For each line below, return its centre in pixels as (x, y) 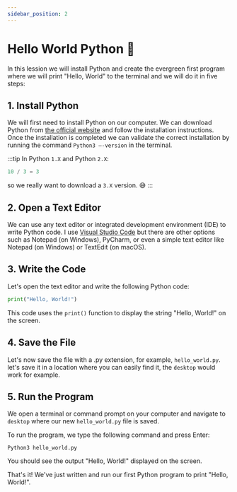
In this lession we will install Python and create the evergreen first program (116, 69)
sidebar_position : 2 (38, 14)
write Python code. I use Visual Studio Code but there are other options (111, 232)
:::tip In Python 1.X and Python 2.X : (58, 159)
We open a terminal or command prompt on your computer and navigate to (117, 414)
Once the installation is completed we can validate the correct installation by (118, 138)
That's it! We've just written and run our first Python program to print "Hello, (118, 475)
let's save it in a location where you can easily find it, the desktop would (111, 367)
